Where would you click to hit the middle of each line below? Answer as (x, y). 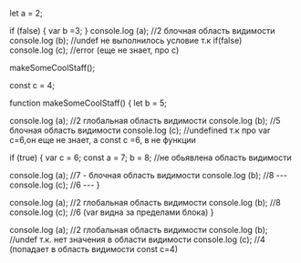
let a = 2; (26, 13)
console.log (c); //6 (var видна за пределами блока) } (112, 212)
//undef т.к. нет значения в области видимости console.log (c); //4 (138, 239)
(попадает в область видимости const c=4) (94, 249)
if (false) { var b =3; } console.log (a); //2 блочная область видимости (142, 30)
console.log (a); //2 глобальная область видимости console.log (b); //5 (145, 121)
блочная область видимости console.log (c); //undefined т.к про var (140, 130)
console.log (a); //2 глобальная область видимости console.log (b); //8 (145, 202)
